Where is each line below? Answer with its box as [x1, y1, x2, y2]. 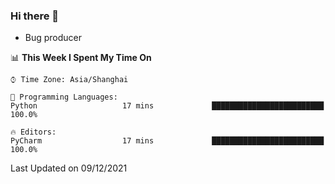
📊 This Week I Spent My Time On [10, 52, 152, 64]
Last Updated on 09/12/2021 [10, 162, 128, 174]
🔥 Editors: [10, 127, 57, 138]
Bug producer [24, 32, 83, 44]
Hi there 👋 [10, 9, 60, 23]
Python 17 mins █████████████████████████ [10, 101, 325, 111]
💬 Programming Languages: [10, 92, 118, 103]
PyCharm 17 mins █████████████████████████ [10, 136, 325, 146]
